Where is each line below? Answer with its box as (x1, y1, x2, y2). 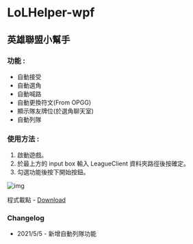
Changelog (7, 213, 44, 223)
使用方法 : (7, 134, 40, 144)
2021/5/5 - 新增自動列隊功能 (16, 230, 97, 238)
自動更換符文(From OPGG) (16, 98, 92, 107)
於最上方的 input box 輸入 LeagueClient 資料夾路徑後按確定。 (16, 159, 190, 168)
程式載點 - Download (7, 196, 66, 204)
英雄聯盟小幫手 (7, 33, 70, 45)
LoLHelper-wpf (7, 5, 95, 21)
